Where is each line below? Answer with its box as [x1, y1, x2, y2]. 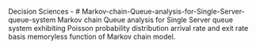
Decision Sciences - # [8, 7, 81, 16]
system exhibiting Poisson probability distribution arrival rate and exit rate [8, 24, 249, 32]
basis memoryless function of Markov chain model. [8, 32, 176, 41]
